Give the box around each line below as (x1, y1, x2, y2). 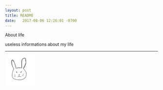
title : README (5, 13, 34, 18)
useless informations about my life (5, 41, 74, 47)
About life (5, 32, 25, 38)
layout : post (5, 8, 32, 13)
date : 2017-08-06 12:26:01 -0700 (5, 18, 77, 23)
